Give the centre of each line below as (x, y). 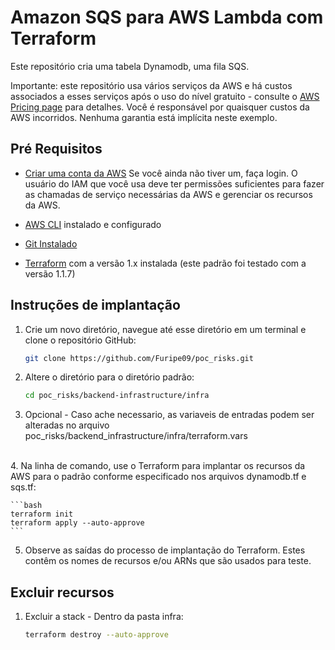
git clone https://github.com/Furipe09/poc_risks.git (139, 358)
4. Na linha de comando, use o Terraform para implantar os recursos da (158, 466)
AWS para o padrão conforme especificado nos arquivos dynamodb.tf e (158, 477)
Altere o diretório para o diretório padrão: (109, 377)
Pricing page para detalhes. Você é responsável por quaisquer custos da (160, 107)
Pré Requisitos (56, 149)
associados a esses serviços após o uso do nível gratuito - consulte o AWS (165, 96)
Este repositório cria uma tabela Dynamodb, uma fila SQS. (130, 66)
